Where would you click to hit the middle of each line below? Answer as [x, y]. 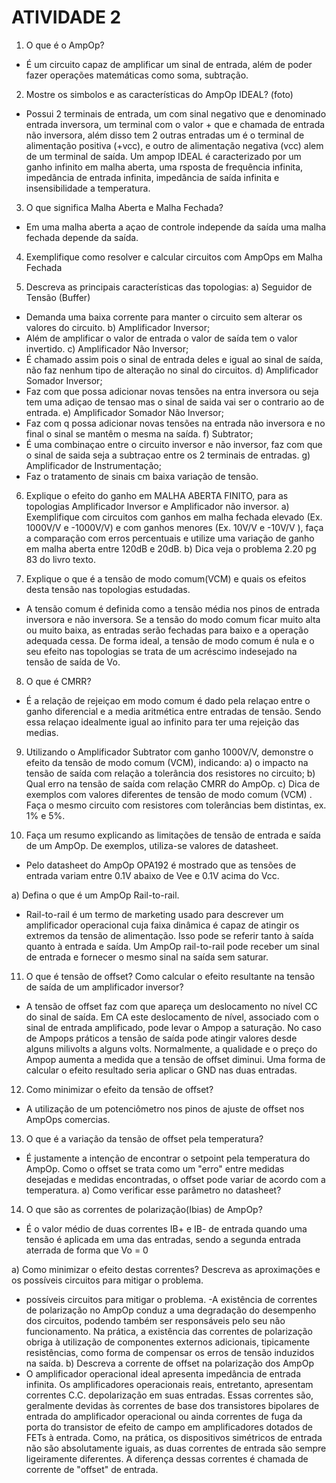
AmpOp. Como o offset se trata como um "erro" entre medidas [155, 1168]
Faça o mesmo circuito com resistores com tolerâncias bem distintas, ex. [176, 805]
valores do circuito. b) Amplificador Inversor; [118, 327]
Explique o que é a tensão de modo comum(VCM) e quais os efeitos [166, 578]
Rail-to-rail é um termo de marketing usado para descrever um [154, 914]
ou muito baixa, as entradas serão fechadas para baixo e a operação [167, 630]
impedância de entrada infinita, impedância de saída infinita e [152, 177]
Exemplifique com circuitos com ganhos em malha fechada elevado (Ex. [174, 517]
